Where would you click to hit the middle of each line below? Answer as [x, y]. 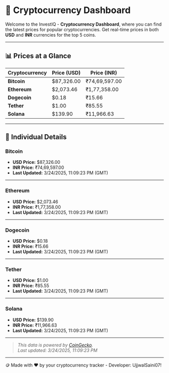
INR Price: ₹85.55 [31, 286]
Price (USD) [66, 72]
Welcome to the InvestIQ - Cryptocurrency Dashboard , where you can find [83, 24]
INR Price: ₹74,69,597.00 [38, 167]
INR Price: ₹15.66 [30, 246]
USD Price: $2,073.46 [35, 202]
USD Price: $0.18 [30, 241]
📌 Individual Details [36, 137]
